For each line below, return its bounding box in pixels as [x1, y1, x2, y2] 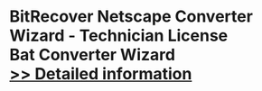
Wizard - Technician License [9, 25, 229, 46]
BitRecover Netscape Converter [9, 6, 253, 27]
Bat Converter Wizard [9, 45, 176, 65]
